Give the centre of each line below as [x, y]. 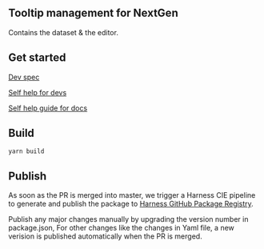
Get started [37, 58]
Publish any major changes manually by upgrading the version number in [128, 219]
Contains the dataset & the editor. [63, 32]
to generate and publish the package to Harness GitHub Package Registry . [131, 204]
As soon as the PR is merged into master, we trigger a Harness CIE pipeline [132, 195]
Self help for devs [38, 92]
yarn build [26, 151]
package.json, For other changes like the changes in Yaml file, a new [121, 228]
